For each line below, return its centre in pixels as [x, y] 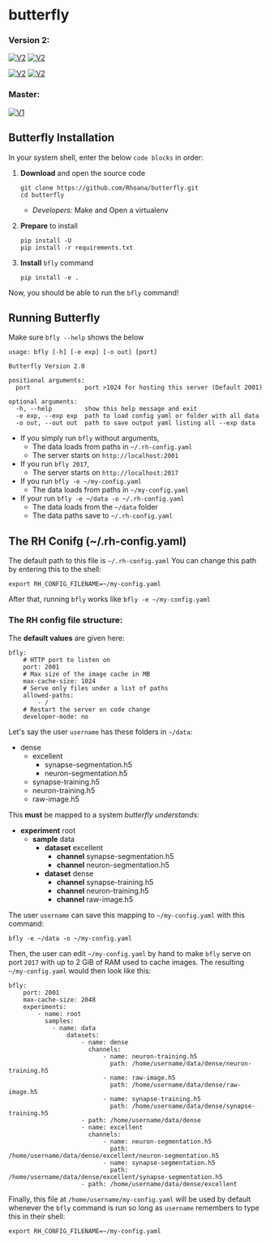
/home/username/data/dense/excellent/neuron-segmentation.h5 [114, 1155]
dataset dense [69, 874]
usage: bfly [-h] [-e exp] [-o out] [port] [83, 352]
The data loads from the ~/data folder [95, 507]
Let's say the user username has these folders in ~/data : [101, 732]
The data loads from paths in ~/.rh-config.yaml [112, 446]
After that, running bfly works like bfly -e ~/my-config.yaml [109, 599]
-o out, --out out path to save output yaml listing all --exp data [135, 423]
